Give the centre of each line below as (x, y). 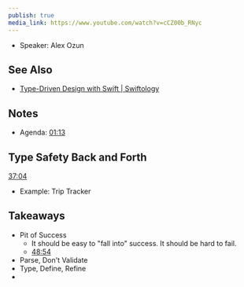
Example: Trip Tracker (55, 191)
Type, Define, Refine (53, 268)
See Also (30, 70)
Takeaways (37, 216)
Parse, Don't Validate (54, 259)
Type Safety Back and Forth (78, 157)
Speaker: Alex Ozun (52, 45)
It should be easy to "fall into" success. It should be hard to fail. (134, 243)
